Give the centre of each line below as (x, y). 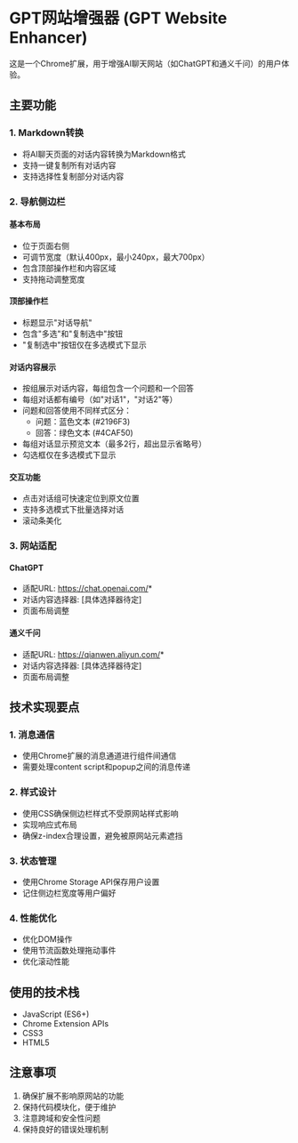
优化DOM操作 (47, 939)
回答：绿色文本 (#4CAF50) (84, 433)
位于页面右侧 (45, 246)
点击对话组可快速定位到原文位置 (81, 498)
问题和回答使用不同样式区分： (77, 411)
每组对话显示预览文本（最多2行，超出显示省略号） (114, 444)
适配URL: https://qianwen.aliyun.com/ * (93, 654)
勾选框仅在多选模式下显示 (69, 455)
